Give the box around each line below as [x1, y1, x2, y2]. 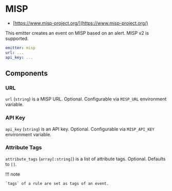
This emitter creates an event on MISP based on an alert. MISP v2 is [5, 30, 149, 36]
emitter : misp [5, 45, 36, 50]
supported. [5, 35, 29, 41]
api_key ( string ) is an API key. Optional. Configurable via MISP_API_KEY [5, 126, 155, 132]
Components [5, 69, 48, 77]
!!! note [5, 171, 21, 177]
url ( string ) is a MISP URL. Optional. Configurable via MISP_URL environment [5, 96, 167, 102]
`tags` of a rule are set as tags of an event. [5, 181, 109, 186]
